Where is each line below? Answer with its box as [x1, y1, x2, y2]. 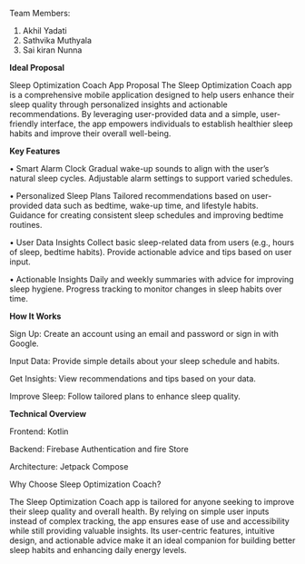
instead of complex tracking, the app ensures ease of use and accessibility [9, 516, 290, 526]
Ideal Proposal [9, 63, 65, 73]
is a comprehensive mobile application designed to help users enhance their [9, 90, 295, 100]
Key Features [9, 145, 61, 156]
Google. [9, 338, 39, 349]
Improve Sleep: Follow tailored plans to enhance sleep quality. [9, 391, 241, 401]
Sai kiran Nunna [22, 45, 83, 55]
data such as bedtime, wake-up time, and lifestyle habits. [44, 200, 259, 211]
